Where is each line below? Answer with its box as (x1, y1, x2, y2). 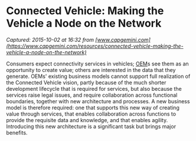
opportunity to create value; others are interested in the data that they (6, 66, 176, 73)
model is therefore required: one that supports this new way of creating (6, 104, 180, 111)
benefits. (6, 129, 28, 136)
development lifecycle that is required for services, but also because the (6, 85, 182, 92)
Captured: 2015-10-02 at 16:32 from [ (6, 36, 97, 43)
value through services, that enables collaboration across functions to (6, 110, 176, 117)
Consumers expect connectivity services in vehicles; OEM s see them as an (6, 60, 189, 67)
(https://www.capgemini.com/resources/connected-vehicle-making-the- (6, 42, 184, 50)
